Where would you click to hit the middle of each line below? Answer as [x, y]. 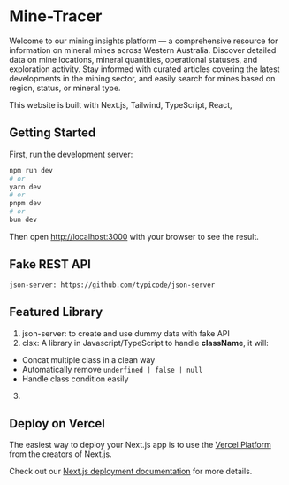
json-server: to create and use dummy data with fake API [125, 333]
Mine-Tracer [56, 16]
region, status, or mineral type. [65, 88]
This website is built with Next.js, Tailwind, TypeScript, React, [121, 104]
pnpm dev [25, 204]
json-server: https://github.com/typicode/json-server [112, 285]
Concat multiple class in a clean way [88, 359]
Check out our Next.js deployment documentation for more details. [131, 472]
